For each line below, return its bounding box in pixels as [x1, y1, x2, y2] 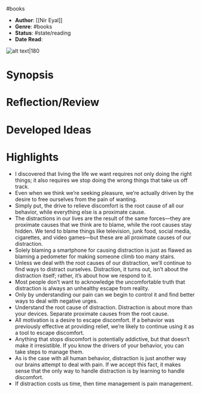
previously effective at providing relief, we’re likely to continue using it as [14, 322, 194, 330]
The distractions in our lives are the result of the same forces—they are [14, 215, 190, 222]
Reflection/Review [6, 96, 100, 109]
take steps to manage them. [14, 348, 84, 355]
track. [14, 182, 30, 190]
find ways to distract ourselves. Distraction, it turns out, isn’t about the [14, 266, 188, 273]
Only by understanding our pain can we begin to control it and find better [14, 291, 195, 298]
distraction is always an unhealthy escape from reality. [14, 284, 150, 292]
